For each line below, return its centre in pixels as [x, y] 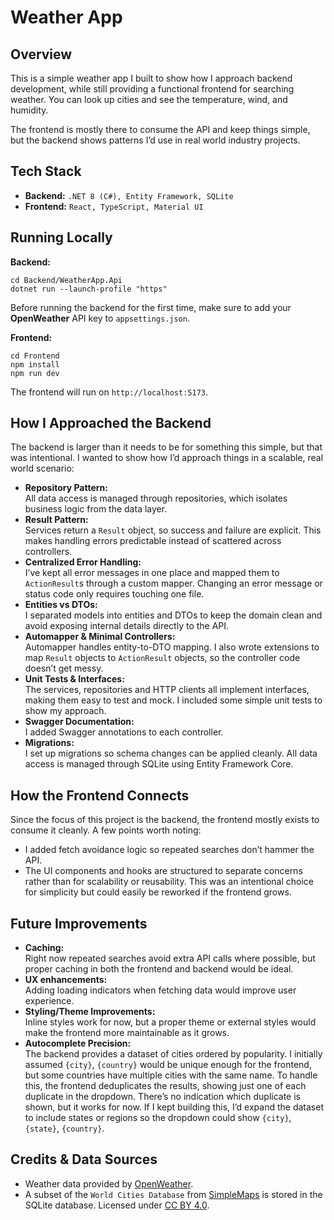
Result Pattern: [56, 520]
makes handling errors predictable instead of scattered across [153, 541]
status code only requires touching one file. [114, 594]
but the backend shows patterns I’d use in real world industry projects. [155, 140]
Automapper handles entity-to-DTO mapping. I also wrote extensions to [172, 647]
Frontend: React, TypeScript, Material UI [114, 206]
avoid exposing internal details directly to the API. [127, 626]
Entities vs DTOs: [61, 605]
